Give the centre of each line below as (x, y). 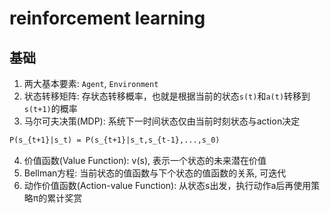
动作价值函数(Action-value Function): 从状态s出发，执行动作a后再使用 (167, 185)
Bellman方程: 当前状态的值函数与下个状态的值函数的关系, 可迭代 (155, 173)
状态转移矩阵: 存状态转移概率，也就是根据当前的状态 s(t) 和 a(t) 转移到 (167, 96)
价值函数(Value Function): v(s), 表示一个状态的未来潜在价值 (145, 160)
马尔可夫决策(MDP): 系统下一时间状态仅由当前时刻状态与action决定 (162, 121)
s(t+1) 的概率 (50, 108)
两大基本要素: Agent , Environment (91, 83)
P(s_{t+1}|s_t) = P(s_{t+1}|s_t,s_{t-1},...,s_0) (115, 140)
